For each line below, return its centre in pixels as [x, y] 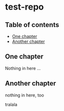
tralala [11, 104]
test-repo [24, 7]
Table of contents [32, 25]
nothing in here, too [25, 95]
